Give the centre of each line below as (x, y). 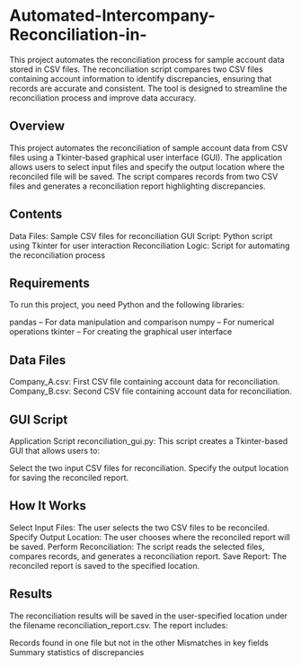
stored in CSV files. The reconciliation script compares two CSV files (136, 69)
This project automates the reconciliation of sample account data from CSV (149, 147)
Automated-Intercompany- (112, 16)
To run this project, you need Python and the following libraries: (127, 305)
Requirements (49, 283)
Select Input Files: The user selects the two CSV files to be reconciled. (139, 528)
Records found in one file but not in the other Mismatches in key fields (139, 643)
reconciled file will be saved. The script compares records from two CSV (144, 176)
